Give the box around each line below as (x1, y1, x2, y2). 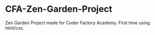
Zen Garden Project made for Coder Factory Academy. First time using (5, 20, 151, 26)
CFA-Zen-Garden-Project (5, 3, 113, 15)
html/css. (5, 25, 24, 31)
